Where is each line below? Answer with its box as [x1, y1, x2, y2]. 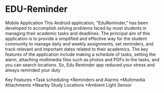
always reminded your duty [5, 67, 61, 73]
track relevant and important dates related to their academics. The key [5, 46, 148, 52]
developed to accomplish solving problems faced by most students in [5, 25, 147, 31]
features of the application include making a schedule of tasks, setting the [5, 51, 156, 57]
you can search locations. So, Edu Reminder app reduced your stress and [5, 62, 155, 68]
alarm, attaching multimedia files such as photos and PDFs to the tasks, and [5, 56, 160, 62]
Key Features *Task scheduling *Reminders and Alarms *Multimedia [5, 77, 146, 83]
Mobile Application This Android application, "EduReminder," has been [5, 20, 148, 26]
